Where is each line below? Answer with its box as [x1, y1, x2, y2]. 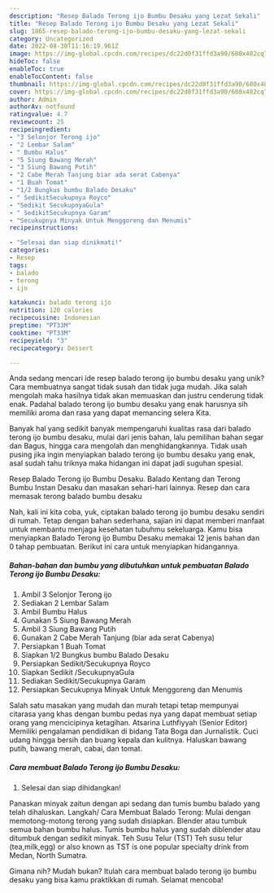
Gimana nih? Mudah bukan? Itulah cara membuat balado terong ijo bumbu [9, 866, 257, 876]
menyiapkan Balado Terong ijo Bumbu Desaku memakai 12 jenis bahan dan [9, 533, 260, 543]
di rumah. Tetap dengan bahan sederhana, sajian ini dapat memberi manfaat [9, 516, 265, 526]
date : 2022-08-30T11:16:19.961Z [9, 42, 119, 50]
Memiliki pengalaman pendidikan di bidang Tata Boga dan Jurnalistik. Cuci [9, 726, 259, 737]
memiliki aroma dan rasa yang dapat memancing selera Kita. [9, 408, 211, 418]
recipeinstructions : [9, 224, 80, 232]
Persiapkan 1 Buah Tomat [20, 641, 107, 651]
